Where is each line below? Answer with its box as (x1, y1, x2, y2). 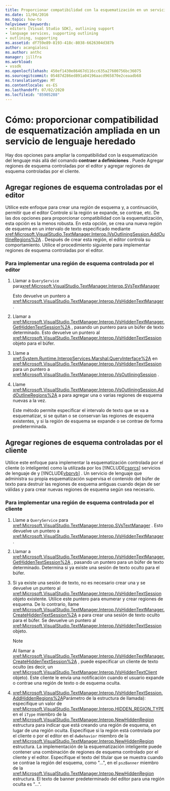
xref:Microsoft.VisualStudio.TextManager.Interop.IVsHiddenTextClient (12, 669, 157, 675)
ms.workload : (5, 59, 33, 64)
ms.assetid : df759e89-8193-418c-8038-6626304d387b (5, 40, 114, 46)
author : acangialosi (5, 45, 49, 50)
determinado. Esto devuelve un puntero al (12, 329, 100, 336)
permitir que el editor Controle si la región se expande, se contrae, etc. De (5, 210, 160, 216)
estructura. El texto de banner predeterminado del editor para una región (12, 775, 164, 782)
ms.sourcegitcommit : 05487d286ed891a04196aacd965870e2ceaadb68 (5, 73, 142, 78)
